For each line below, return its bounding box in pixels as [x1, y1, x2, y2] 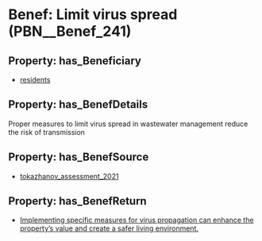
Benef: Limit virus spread [8, 6, 178, 24]
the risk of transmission [8, 127, 86, 136]
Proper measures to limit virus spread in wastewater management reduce [8, 119, 249, 128]
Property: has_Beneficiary [8, 54, 141, 67]
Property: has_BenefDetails [8, 98, 148, 112]
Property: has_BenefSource [8, 151, 149, 164]
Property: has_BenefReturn [8, 194, 147, 208]
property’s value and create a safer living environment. [19, 224, 198, 233]
